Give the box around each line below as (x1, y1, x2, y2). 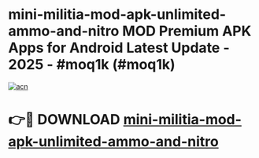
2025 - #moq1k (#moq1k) (8, 56, 176, 74)
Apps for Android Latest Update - (8, 39, 230, 57)
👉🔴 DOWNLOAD (8, 111, 120, 129)
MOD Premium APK (121, 22, 252, 40)
